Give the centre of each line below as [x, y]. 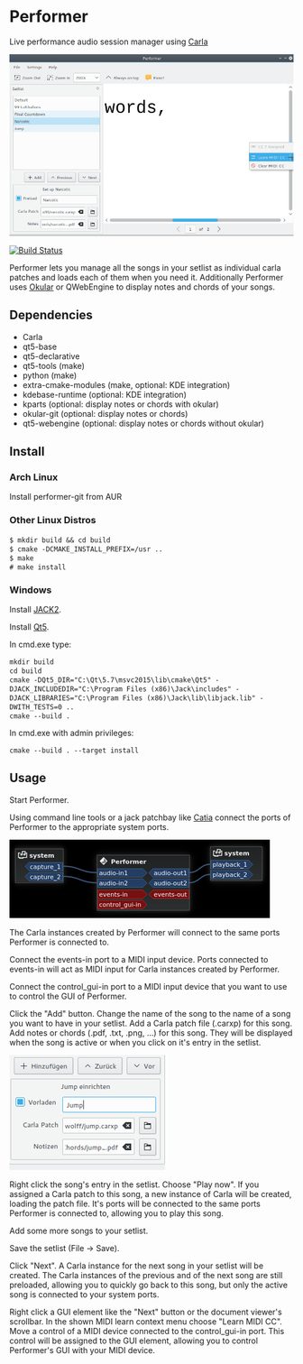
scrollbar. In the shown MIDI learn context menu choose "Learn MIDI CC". [146, 1321]
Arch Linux [34, 477]
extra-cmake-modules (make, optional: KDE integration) [126, 384]
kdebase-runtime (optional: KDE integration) [104, 394]
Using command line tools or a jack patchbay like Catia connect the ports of [150, 817]
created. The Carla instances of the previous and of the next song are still [146, 1275]
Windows [31, 590]
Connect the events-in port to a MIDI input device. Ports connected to [139, 959]
